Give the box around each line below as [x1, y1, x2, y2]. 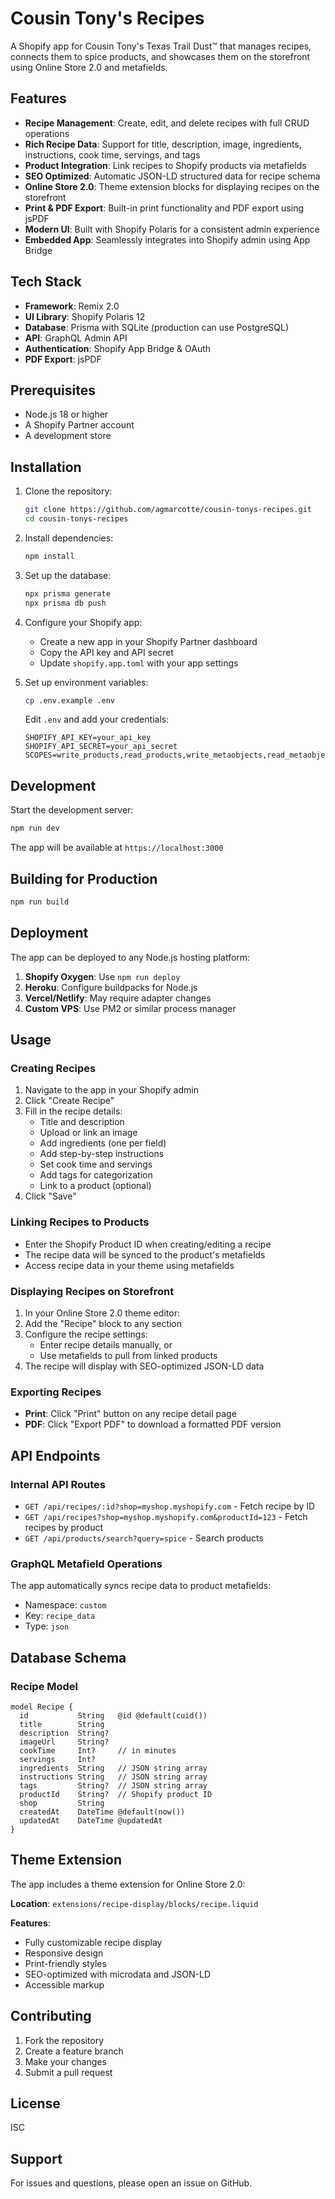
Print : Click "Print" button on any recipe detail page [24, 1408, 237, 1420]
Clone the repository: [24, 485, 113, 497]
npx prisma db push [24, 598, 107, 608]
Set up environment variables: [24, 676, 149, 688]
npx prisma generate [24, 588, 111, 599]
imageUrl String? [19, 1737, 110, 1747]
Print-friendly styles [24, 1957, 107, 1969]
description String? [19, 1728, 110, 1738]
